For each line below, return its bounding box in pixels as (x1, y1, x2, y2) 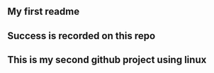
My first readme (7, 6, 80, 18)
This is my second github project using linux (7, 54, 207, 66)
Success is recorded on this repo (7, 30, 156, 42)
